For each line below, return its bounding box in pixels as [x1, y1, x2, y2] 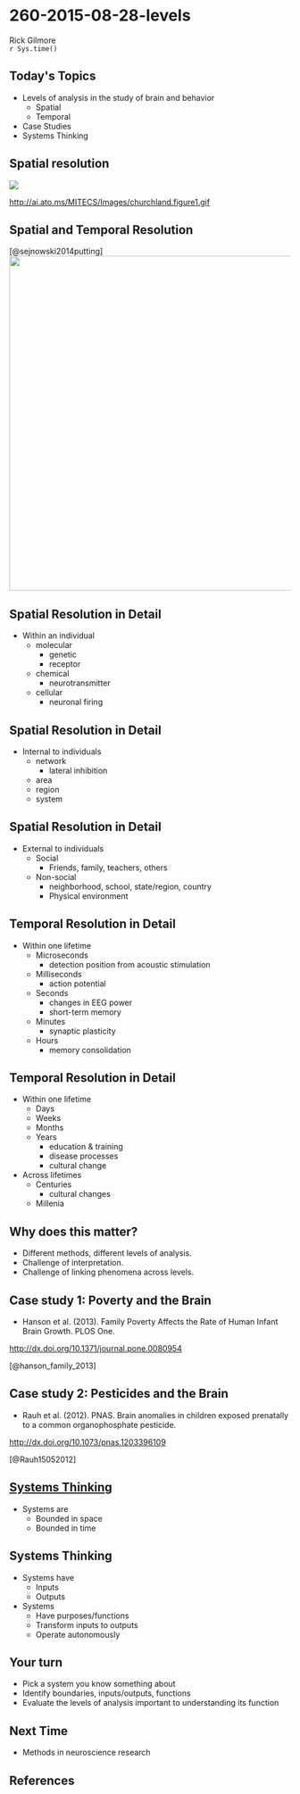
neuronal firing [48, 697, 104, 708]
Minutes [35, 1016, 66, 1026]
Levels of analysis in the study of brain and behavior [21, 92, 215, 103]
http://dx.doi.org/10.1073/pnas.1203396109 [9, 1436, 167, 1447]
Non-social [35, 871, 77, 882]
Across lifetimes [21, 1170, 82, 1181]
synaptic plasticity [48, 1026, 116, 1036]
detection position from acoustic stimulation [48, 959, 212, 969]
